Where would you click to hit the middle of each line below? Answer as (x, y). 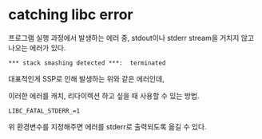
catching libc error (71, 15)
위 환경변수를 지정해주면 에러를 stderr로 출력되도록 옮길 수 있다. (107, 126)
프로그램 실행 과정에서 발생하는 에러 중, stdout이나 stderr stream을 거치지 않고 (131, 38)
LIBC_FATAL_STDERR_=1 (44, 111)
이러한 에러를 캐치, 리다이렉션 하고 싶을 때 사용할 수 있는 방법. (104, 95)
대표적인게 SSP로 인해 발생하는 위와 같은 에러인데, (87, 78)
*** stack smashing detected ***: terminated (87, 63)
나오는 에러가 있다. (37, 48)
